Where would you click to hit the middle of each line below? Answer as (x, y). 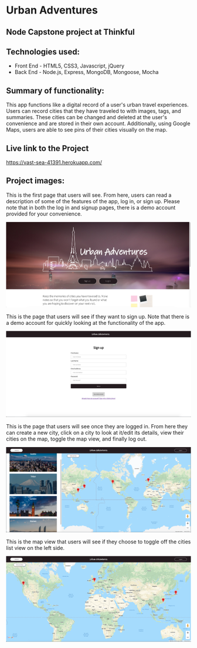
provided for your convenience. (44, 214)
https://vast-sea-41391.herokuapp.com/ (54, 163)
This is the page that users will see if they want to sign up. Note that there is (98, 317)
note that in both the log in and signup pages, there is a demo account (91, 207)
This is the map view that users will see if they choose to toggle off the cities (98, 542)
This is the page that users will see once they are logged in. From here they (97, 426)
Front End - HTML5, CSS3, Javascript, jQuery (69, 66)
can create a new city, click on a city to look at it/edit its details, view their (95, 432)
